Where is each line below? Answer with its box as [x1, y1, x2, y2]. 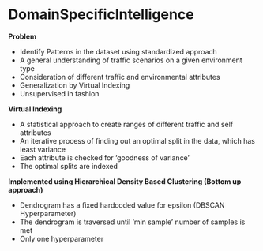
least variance [19, 144, 66, 154]
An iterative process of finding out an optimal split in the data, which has [19, 136, 255, 145]
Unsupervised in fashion [19, 88, 100, 98]
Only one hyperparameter [19, 234, 104, 243]
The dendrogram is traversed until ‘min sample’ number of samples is [19, 217, 246, 227]
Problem [8, 32, 37, 41]
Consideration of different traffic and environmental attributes [19, 72, 220, 81]
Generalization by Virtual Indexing [19, 81, 130, 90]
